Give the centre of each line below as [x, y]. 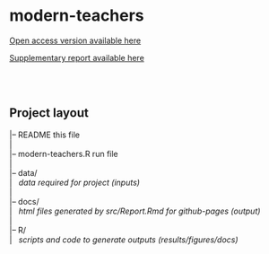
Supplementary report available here [77, 57]
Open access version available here [75, 40]
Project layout [49, 113]
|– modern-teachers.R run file [64, 153]
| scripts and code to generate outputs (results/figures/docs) [124, 240]
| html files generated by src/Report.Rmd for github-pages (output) [135, 211]
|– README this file [45, 135]
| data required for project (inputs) [75, 182]
